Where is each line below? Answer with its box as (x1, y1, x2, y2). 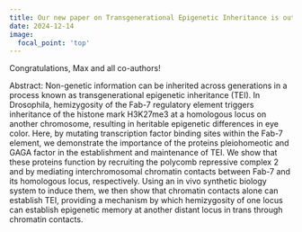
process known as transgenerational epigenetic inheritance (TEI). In (9, 90, 261, 101)
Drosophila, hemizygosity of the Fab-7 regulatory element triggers (9, 100, 254, 111)
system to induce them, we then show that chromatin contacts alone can (9, 185, 279, 196)
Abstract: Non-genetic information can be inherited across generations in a (9, 80, 288, 91)
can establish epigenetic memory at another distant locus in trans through (9, 204, 283, 216)
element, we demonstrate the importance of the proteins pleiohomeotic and (9, 138, 289, 148)
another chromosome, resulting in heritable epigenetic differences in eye (9, 119, 279, 129)
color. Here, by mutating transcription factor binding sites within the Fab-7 (9, 128, 283, 139)
